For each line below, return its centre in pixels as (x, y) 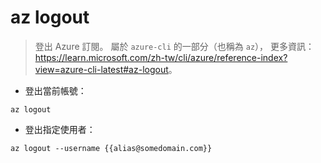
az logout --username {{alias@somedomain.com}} (111, 148)
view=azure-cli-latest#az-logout (101, 69)
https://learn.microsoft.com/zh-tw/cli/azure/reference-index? (161, 57)
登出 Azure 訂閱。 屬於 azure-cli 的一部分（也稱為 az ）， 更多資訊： (174, 46)
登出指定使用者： (60, 129)
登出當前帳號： (55, 90)
